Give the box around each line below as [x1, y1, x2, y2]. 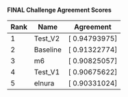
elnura [34, 78, 55, 88]
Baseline [34, 45, 62, 54]
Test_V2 [34, 34, 60, 43]
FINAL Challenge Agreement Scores [7, 6, 112, 14]
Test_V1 [34, 67, 60, 76]
